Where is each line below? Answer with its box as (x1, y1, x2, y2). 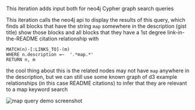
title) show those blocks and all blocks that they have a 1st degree (6, 29, 167, 36)
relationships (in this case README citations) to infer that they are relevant (6, 79, 187, 86)
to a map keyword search (6, 86, 68, 93)
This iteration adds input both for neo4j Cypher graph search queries (6, 5, 174, 12)
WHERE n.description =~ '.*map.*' (6, 52, 94, 58)
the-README (6, 35, 38, 42)
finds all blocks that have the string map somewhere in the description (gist (6, 23, 187, 29)
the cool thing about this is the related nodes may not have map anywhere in (6, 67, 190, 74)
